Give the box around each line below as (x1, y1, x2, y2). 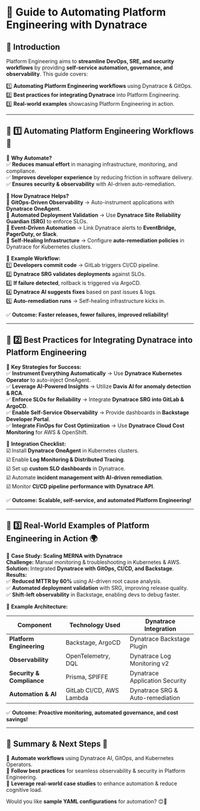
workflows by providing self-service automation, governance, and (6, 64, 173, 71)
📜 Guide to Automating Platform (6, 5, 166, 19)
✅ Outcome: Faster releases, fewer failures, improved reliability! (6, 311, 169, 318)
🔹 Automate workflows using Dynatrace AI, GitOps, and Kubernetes (6, 755, 174, 762)
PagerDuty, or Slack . (6, 230, 58, 238)
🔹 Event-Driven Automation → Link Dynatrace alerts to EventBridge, (6, 224, 177, 231)
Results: (6, 572, 27, 579)
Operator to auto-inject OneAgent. (6, 376, 91, 383)
